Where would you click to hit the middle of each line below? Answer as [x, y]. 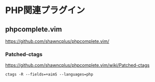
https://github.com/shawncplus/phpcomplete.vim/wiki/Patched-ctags [77, 65]
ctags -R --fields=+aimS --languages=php [49, 74]
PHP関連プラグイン [45, 10]
